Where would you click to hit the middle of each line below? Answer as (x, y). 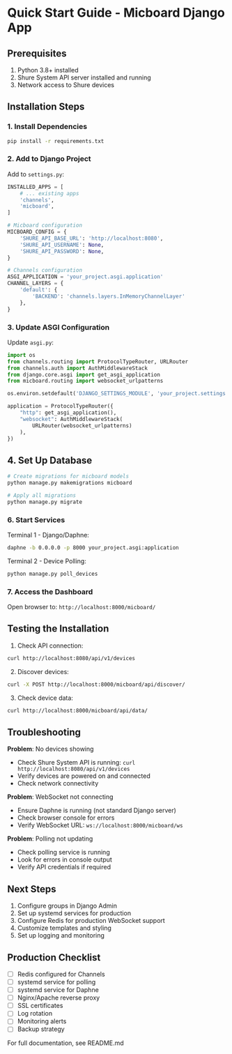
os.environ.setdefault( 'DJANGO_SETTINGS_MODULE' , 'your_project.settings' (118, 394)
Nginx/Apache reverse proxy (59, 998)
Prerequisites (37, 53)
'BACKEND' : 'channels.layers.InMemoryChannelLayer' (109, 296)
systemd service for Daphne (58, 990)
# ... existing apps (49, 193)
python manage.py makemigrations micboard (70, 483)
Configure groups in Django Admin (67, 906)
